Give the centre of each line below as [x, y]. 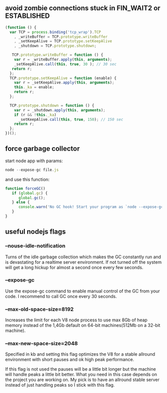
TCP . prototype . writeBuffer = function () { [57, 55]
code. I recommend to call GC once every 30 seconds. [61, 296]
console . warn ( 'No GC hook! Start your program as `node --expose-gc [91, 207]
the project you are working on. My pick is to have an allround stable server [83, 380]
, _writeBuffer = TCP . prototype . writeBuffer [61, 37]
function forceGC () [25, 189]
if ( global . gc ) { [30, 193]
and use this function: [27, 179]
